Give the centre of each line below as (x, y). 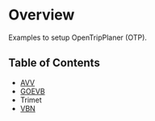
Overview (42, 15)
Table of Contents (54, 63)
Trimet (31, 100)
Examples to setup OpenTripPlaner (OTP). (78, 37)
